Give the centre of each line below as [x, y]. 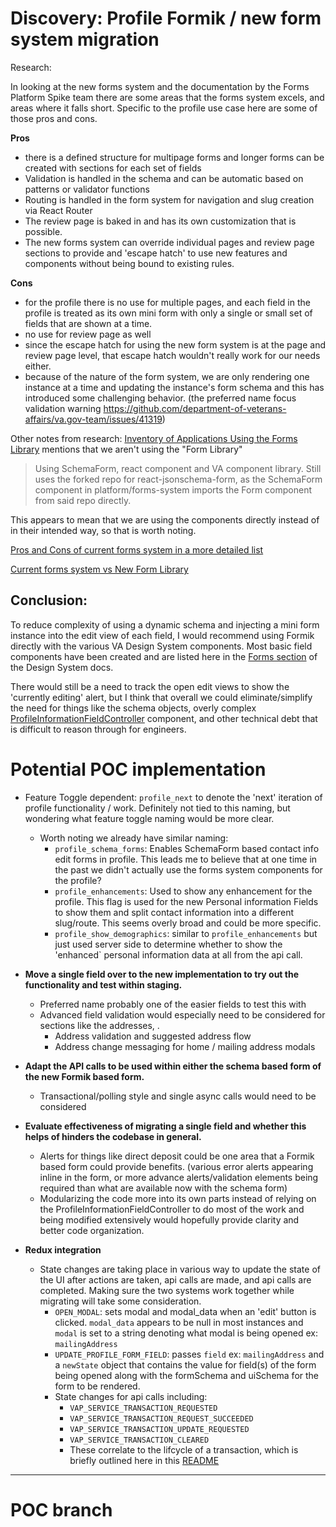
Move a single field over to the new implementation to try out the [162, 974]
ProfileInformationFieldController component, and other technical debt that [164, 718]
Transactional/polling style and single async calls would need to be [178, 1096]
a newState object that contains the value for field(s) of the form [185, 1364]
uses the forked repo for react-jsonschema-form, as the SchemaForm [178, 479]
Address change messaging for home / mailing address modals [185, 1046]
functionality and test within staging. [103, 984]
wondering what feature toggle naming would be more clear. [149, 818]
